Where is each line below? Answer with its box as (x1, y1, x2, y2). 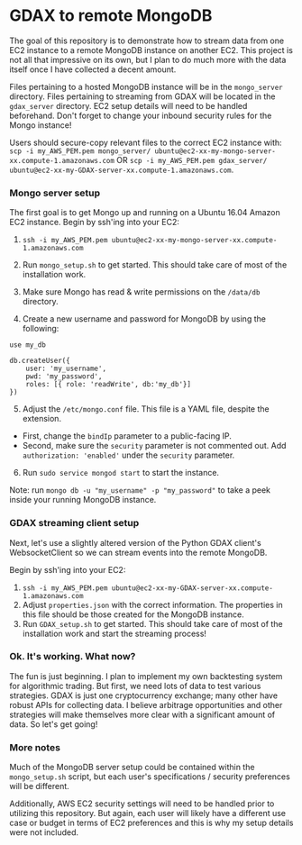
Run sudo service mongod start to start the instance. (22, 468, 219, 478)
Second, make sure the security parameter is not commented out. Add (22, 441, 287, 451)
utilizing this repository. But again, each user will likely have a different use (9, 808, 287, 819)
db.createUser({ (9, 357, 70, 366)
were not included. (9, 827, 79, 838)
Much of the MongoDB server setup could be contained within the (9, 762, 255, 773)
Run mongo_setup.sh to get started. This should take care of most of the (22, 259, 288, 270)
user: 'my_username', (25, 364, 106, 374)
